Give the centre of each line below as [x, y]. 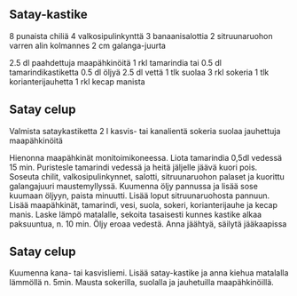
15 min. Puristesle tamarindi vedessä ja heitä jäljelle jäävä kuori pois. [133, 167]
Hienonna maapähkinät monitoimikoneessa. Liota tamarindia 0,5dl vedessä [145, 157]
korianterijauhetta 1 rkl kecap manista [77, 81]
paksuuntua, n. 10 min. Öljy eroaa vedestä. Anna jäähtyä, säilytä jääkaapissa [148, 224]
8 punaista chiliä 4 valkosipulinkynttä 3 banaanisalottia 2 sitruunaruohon [141, 36]
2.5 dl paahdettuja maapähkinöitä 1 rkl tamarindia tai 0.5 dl [115, 62]
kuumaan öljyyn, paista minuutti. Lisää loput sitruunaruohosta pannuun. [140, 196]
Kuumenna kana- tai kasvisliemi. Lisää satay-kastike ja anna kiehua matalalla [149, 273]
